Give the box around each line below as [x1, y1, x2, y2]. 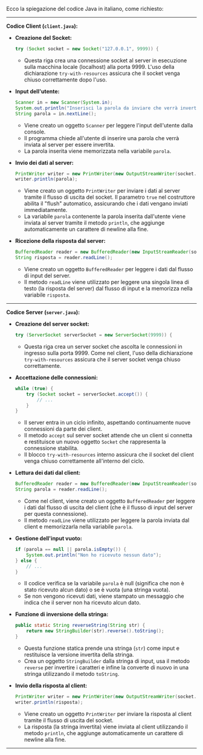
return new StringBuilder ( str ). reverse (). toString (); [26, 628, 164, 634]
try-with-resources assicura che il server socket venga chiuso [24, 356, 181, 363]
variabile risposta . [24, 291, 71, 298]
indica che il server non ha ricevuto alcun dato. [24, 599, 141, 606]
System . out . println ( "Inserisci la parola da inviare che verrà [14, 105, 178, 111]
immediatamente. [24, 207, 68, 214]
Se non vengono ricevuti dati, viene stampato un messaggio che [24, 593, 184, 600]
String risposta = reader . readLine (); [14, 255, 113, 261]
